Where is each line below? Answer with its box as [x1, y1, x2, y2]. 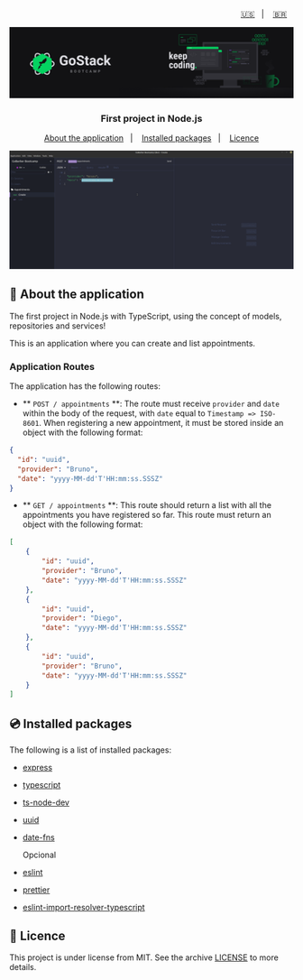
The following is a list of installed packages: [9, 744, 172, 755]
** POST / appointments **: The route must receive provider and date [22, 398, 280, 410]
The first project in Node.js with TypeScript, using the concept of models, [9, 310, 282, 321]
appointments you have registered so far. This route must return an [22, 510, 272, 521]
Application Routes [9, 360, 96, 373]
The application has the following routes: [9, 381, 161, 392]
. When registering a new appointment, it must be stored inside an [39, 418, 284, 429]
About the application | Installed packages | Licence [43, 133, 260, 143]
